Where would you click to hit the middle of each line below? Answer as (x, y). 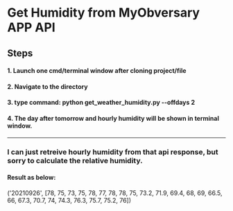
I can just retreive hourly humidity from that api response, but (113, 152)
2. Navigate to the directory (48, 86)
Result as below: (32, 178)
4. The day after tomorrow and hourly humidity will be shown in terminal (113, 118)
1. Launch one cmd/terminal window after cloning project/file (97, 71)
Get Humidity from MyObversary (103, 13)
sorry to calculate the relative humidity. (75, 161)
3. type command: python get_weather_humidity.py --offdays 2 (101, 103)
